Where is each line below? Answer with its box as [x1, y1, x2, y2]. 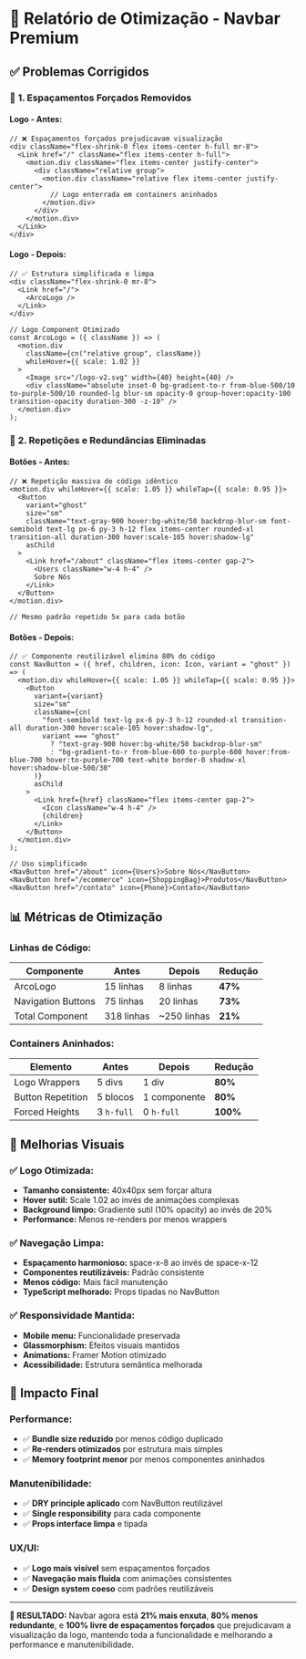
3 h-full [97, 1105, 134, 1118]
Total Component [14, 1010, 88, 1022]
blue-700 [9, 756, 43, 765]
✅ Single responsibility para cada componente [22, 1509, 201, 1519]
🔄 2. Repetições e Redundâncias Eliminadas [9, 433, 207, 446]
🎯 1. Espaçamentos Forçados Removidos [9, 91, 192, 104]
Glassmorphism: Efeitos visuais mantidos [22, 1340, 180, 1351]
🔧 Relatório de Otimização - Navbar [9, 8, 280, 29]
